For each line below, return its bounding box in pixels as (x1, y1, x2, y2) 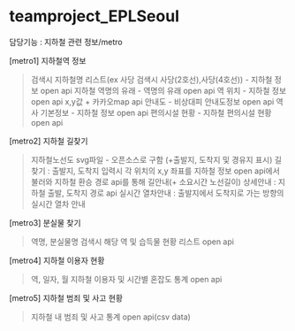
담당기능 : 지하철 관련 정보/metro (9, 36, 123, 47)
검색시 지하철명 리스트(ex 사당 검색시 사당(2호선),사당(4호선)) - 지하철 (30, 73, 273, 85)
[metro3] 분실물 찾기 (9, 217, 81, 227)
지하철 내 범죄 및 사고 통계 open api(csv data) (30, 312, 192, 322)
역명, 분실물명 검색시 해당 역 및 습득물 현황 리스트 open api (30, 236, 234, 247)
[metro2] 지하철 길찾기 (9, 135, 88, 146)
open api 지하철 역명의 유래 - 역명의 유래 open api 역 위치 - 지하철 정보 (40, 85, 287, 96)
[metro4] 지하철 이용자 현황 (9, 255, 105, 266)
